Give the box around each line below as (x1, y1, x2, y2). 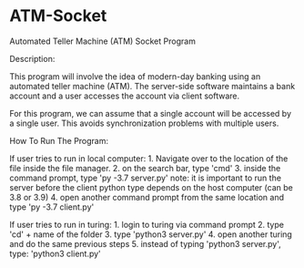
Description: (9, 53, 56, 64)
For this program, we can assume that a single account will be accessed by (9, 108, 291, 119)
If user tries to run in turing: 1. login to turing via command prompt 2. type (9, 219, 285, 230)
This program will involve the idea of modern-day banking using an (9, 70, 261, 82)
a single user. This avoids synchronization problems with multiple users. (9, 118, 279, 129)
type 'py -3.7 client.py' (9, 201, 95, 212)
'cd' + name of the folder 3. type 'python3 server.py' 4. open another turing (9, 229, 293, 240)
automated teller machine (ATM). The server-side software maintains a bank (9, 80, 296, 91)
